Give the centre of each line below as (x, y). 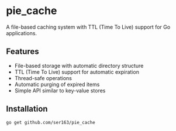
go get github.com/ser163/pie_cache (51, 122)
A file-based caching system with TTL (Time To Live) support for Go (88, 27)
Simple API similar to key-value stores (60, 90)
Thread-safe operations (43, 78)
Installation (27, 109)
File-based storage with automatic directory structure (79, 65)
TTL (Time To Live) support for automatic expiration (77, 72)
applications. (21, 33)
